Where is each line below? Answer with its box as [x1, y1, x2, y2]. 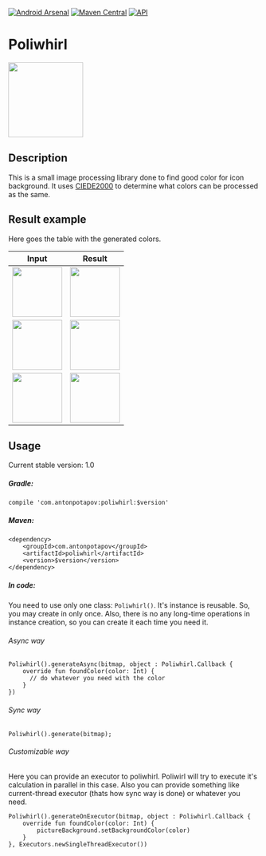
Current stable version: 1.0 [8, 460, 95, 470]
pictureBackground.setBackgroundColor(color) [37, 826, 191, 834]
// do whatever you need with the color [29, 675, 166, 683]
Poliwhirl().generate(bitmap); [8, 730, 112, 738]
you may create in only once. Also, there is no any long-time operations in [8, 609, 251, 619]
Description [8, 152, 68, 165]
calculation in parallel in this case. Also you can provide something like [8, 779, 241, 790]
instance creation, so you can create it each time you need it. [8, 617, 209, 627]
